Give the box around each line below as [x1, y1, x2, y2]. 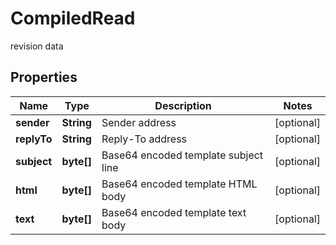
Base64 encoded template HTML [101, 177, 258, 191]
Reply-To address [101, 132, 188, 146]
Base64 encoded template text [101, 205, 247, 219]
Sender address [101, 115, 177, 129]
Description [154, 98, 212, 112]
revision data [10, 40, 64, 52]
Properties [10, 69, 78, 86]
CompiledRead [10, 7, 136, 30]
